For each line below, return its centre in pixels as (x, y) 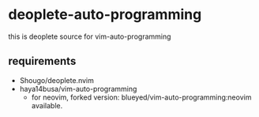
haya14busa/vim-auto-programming (78, 89)
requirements (42, 61)
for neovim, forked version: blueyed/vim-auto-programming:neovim (141, 97)
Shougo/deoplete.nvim (57, 80)
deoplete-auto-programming (105, 15)
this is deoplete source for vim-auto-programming (90, 36)
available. (47, 105)
